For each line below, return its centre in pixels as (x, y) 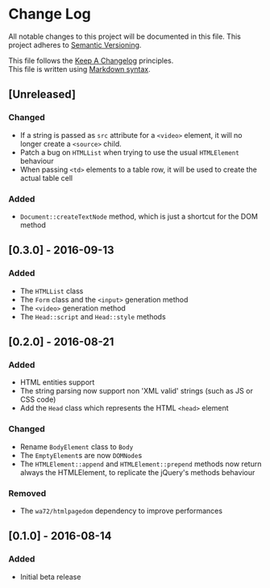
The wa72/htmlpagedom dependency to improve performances (121, 511)
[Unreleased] (42, 95)
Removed (27, 493)
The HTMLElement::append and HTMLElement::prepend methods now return (141, 464)
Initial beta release (50, 577)
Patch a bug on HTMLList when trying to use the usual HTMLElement (129, 152)
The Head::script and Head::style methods (93, 316)
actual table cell (46, 177)
